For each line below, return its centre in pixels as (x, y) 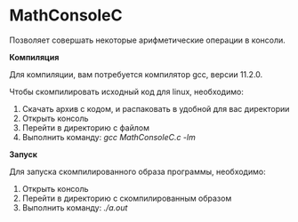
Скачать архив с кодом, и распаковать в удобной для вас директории (156, 108)
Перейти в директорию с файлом (85, 127)
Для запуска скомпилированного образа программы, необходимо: (137, 171)
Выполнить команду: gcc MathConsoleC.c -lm (109, 137)
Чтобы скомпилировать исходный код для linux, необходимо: (127, 91)
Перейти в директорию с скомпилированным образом (127, 198)
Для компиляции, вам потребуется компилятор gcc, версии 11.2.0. (136, 74)
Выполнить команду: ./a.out (75, 207)
